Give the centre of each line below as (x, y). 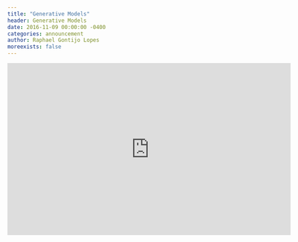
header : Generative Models (47, 21)
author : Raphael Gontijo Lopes (53, 40)
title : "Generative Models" (49, 14)
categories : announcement (45, 34)
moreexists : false (34, 47)
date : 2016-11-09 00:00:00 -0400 (57, 27)
